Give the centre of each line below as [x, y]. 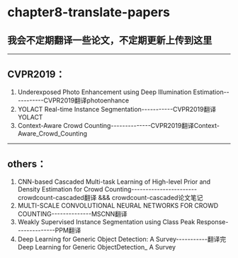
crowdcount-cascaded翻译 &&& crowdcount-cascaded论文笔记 [110, 197]
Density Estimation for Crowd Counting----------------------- [107, 189]
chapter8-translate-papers [89, 12]
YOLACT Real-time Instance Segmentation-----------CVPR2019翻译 [117, 109]
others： [27, 164]
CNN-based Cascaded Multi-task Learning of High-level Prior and [114, 182]
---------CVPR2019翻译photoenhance [73, 100]
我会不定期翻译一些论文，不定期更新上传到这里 [110, 40]
